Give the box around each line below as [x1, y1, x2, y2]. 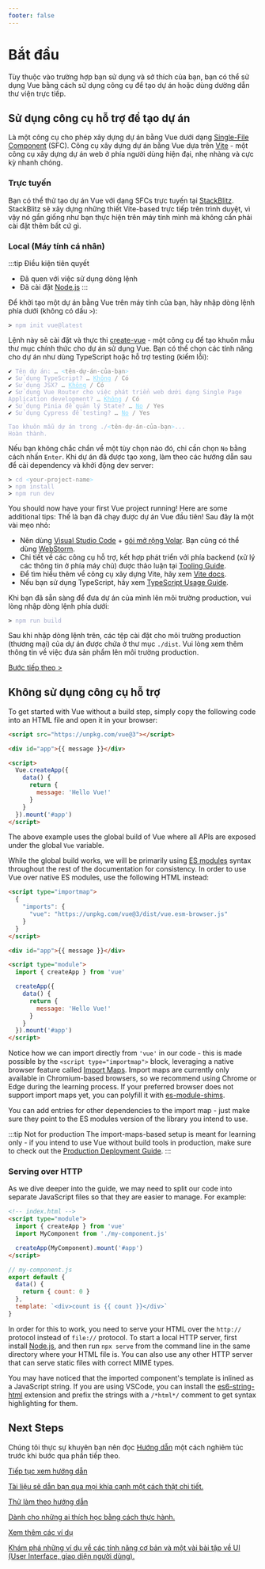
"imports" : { [22, 903, 66, 911]
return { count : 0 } [22, 1288, 90, 1296]
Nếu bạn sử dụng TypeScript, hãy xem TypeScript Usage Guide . [19, 577, 229, 587]
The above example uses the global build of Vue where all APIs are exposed [8, 832, 256, 841]
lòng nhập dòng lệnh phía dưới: [8, 601, 109, 610]
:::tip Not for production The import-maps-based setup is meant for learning [8, 1130, 256, 1139]
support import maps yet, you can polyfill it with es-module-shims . [8, 1090, 225, 1100]
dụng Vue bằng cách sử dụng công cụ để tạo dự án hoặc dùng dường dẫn [8, 80, 250, 89]
